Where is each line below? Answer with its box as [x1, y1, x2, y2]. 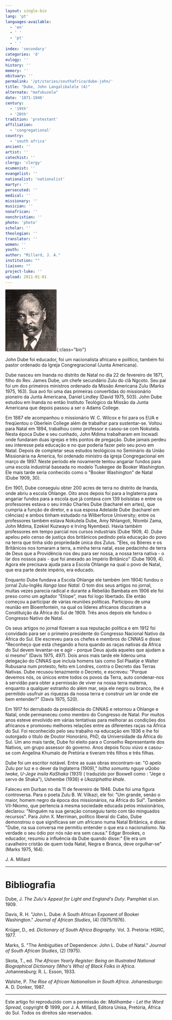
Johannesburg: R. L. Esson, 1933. [5, 969, 76, 975]
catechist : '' [5, 155, 36, 160]
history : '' [5, 62, 31, 68]
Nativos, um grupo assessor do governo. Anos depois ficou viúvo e [5, 744, 147, 750]
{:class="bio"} [56, 346, 87, 353]
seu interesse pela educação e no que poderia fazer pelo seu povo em [5, 442, 155, 448]
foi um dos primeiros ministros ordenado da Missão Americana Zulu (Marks [5, 382, 164, 389]
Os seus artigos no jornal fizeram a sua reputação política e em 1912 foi [5, 625, 156, 631]
